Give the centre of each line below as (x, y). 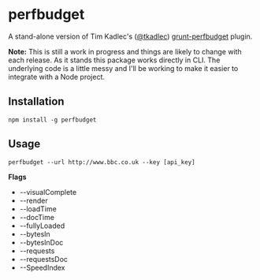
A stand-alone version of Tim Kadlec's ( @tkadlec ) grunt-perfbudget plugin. (130, 36)
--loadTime (38, 209)
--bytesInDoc (41, 242)
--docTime (37, 217)
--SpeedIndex (42, 267)
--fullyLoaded (42, 226)
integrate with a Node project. (56, 77)
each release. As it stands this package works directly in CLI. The (114, 60)
